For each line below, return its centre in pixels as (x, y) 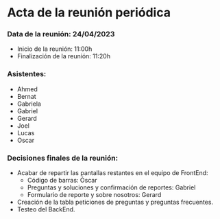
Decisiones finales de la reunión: (63, 158)
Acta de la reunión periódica (89, 13)
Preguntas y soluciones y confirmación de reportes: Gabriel (111, 187)
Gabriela (29, 104)
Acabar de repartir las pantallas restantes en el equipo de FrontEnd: (112, 173)
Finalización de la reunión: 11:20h (64, 56)
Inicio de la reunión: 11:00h (54, 49)
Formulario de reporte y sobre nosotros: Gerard (94, 195)
